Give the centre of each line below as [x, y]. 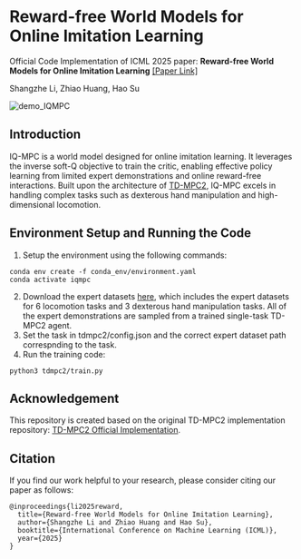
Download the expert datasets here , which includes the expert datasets [156, 296]
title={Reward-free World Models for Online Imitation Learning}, [146, 515]
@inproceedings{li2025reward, [67, 507]
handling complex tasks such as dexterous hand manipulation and [133, 195]
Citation [33, 459]
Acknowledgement [64, 398]
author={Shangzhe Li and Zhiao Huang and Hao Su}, [115, 523]
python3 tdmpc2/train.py [56, 371]
